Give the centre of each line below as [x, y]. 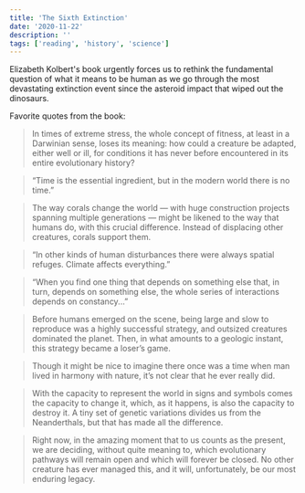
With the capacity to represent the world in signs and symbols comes [163, 393]
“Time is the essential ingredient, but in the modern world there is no [161, 181]
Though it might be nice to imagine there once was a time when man [161, 366]
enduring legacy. [63, 479]
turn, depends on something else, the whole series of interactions [156, 292]
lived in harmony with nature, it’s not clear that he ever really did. [153, 376]
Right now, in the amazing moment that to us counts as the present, [158, 440]
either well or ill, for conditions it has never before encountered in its [160, 153]
